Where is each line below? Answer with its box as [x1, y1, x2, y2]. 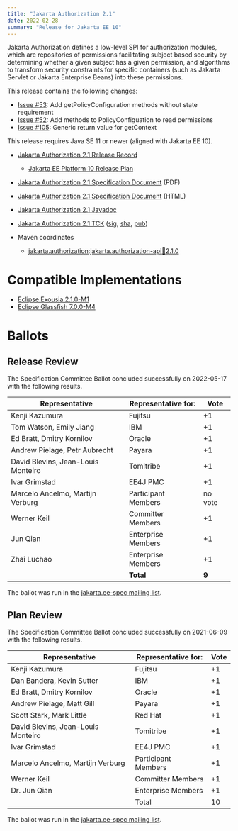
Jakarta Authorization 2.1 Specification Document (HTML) [17, 192, 186, 201]
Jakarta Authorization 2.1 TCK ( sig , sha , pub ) [17, 219, 148, 228]
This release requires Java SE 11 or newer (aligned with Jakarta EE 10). [7, 137, 213, 145]
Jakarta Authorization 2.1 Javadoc [17, 206, 117, 214]
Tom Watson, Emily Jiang [11, 423, 95, 433]
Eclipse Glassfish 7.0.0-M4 [17, 303, 96, 311]
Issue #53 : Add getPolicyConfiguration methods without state [17, 101, 198, 109]
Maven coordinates [17, 233, 74, 242]
